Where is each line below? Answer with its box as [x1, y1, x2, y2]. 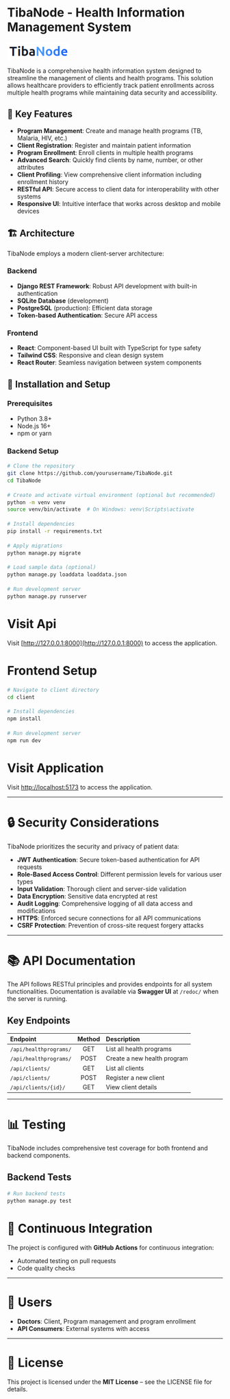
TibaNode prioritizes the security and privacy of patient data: [7, 842, 179, 851]
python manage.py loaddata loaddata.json [7, 571, 127, 578]
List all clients [105, 1064, 144, 1072]
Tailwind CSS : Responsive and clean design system [16, 351, 164, 360]
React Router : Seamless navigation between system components [16, 358, 202, 367]
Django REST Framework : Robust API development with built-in [16, 281, 197, 290]
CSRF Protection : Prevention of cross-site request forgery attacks [16, 921, 204, 929]
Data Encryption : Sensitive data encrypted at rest [16, 892, 158, 900]
